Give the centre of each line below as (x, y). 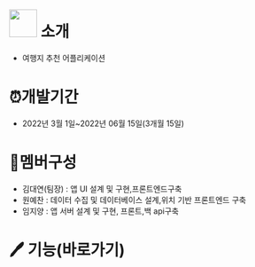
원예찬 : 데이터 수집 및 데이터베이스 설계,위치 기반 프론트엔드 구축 (134, 200)
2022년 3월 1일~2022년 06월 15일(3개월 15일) (103, 123)
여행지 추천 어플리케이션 (64, 58)
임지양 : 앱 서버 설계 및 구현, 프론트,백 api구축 (100, 211)
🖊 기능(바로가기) (67, 250)
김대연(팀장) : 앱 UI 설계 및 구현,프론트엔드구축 (102, 188)
